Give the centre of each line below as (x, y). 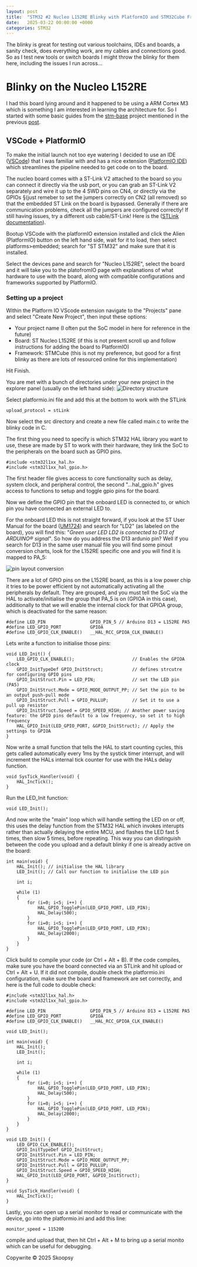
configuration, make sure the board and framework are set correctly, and (94, 978)
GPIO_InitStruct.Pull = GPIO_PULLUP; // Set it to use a (98, 700)
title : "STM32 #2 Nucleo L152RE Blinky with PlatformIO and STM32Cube (95, 17)
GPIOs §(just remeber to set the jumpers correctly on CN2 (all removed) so (96, 197)
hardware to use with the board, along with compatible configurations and (96, 276)
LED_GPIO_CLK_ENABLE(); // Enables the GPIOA (101, 659)
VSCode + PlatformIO (46, 141)
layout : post (22, 11)
